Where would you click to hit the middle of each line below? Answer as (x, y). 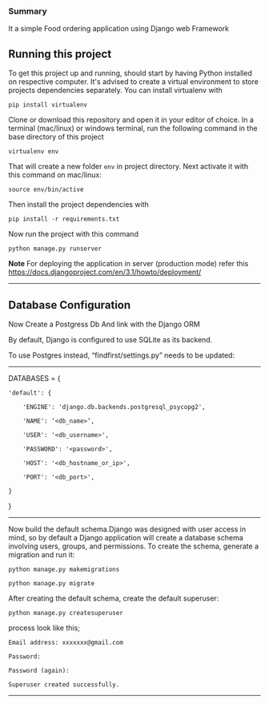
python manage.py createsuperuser (66, 613)
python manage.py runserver (55, 249)
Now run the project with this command (73, 234)
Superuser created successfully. (64, 684)
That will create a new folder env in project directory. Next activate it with (128, 167)
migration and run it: (42, 554)
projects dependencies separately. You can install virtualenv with (115, 91)
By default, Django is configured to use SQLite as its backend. (110, 339)
